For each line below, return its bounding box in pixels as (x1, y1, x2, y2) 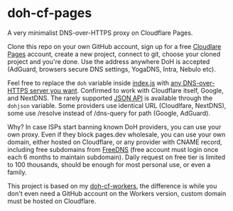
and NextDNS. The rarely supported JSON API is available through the (7, 94, 213, 102)
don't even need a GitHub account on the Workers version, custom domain (7, 189, 227, 198)
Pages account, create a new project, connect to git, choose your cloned (7, 50, 221, 58)
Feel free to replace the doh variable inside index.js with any (7, 78, 182, 87)
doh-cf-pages (7, 5, 92, 21)
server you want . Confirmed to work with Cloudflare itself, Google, (29, 86, 224, 94)
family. (7, 168, 27, 176)
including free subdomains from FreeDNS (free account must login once (7, 145, 219, 153)
